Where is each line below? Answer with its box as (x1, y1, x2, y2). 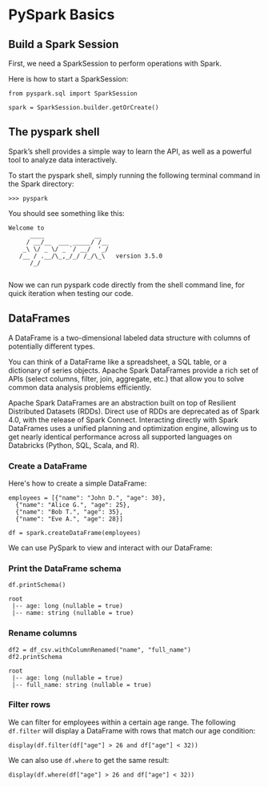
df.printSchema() (8, 581, 66, 589)
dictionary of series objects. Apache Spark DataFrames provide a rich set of (8, 366, 259, 375)
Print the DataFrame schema (8, 562, 122, 573)
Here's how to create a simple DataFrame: (8, 478, 147, 488)
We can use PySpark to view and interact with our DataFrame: (8, 542, 213, 553)
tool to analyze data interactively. (8, 154, 118, 165)
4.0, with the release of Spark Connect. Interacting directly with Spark (8, 414, 238, 425)
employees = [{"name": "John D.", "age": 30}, (8, 493, 166, 501)
